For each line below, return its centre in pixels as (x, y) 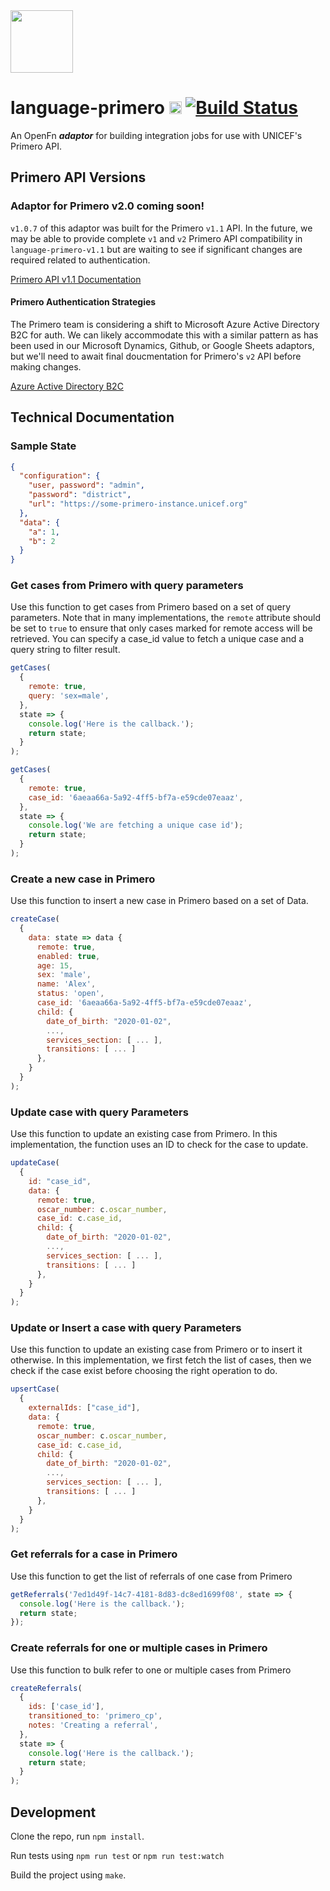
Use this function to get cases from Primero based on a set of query (151, 607)
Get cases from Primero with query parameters (127, 586)
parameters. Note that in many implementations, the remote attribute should (166, 618)
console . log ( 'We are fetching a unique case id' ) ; (136, 825)
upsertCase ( (35, 1389)
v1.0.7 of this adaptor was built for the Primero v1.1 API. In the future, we (161, 228)
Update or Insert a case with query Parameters (126, 1328)
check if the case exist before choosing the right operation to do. (144, 1371)
